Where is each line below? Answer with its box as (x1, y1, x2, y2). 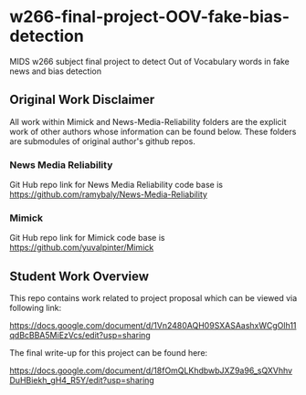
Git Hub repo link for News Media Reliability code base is (9, 180, 224, 191)
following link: (9, 303, 62, 314)
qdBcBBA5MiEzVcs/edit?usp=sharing (9, 330, 151, 341)
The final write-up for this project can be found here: (9, 348, 208, 359)
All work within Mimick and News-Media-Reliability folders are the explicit (9, 116, 287, 127)
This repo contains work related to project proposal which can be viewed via (9, 293, 298, 304)
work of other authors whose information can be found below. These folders (9, 126, 297, 137)
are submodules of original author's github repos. (9, 135, 196, 147)
